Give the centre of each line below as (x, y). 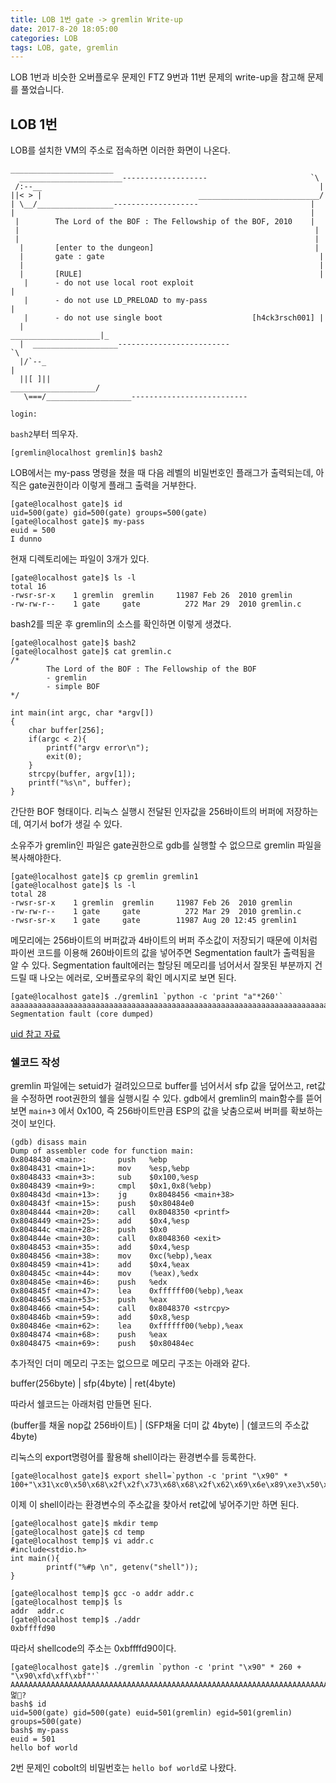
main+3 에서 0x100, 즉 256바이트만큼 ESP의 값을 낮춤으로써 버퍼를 (158, 1111)
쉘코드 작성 (35, 1062)
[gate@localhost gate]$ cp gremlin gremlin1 (104, 877)
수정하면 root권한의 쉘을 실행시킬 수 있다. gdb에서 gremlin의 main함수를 (162, 1098)
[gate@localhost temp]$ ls (66, 1602)
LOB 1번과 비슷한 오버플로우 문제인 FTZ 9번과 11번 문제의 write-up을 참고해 (158, 77)
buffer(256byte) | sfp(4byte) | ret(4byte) (93, 1383)
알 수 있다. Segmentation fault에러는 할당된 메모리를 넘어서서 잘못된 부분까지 (161, 965)
